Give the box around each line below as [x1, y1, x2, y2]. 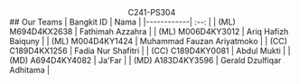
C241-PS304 [127, 7, 176, 17]
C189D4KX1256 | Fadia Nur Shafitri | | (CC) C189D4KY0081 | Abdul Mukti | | [9, 45, 291, 56]
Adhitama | [9, 65, 51, 75]
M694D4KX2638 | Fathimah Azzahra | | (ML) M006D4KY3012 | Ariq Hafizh [9, 26, 289, 37]
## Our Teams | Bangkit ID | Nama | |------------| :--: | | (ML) [9, 16, 237, 27]
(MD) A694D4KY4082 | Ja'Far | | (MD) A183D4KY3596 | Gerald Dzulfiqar [9, 55, 282, 65]
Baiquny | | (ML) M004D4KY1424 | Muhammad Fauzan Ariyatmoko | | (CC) [9, 36, 287, 46]
